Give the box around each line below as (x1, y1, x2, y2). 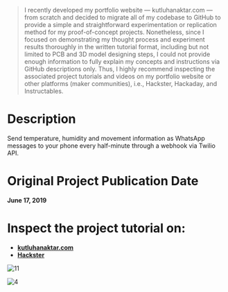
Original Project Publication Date (7, 173, 199, 189)
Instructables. (24, 87, 64, 95)
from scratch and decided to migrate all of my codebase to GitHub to (24, 13, 221, 22)
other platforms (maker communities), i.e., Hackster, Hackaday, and (24, 80, 218, 87)
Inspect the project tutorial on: (7, 221, 186, 237)
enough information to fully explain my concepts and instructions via (24, 58, 220, 65)
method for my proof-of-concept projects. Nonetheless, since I (24, 28, 204, 36)
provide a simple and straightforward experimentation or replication (24, 21, 217, 28)
